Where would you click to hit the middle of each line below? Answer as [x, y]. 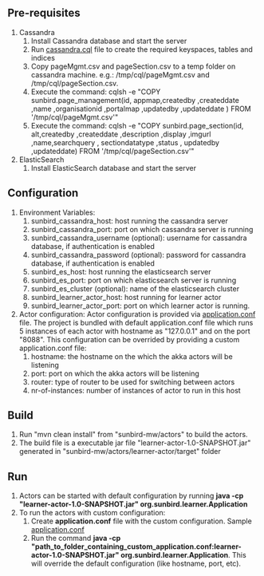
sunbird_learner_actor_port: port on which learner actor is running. [140, 306]
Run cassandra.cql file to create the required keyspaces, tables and [142, 49]
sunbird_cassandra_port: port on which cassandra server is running [142, 229]
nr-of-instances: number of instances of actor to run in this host [136, 390]
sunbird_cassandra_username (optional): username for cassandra [139, 238]
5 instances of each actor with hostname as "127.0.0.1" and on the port [134, 331]
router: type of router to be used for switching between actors [133, 381]
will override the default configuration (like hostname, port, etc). [136, 564]
